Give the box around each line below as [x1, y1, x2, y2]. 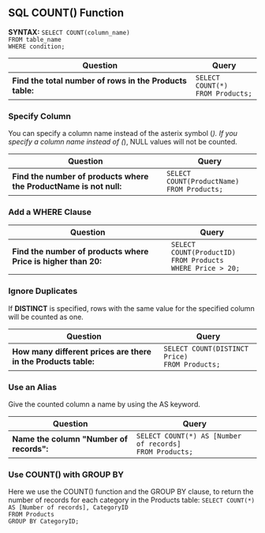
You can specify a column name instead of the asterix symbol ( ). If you [8, 129, 238, 138]
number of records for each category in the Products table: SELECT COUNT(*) [8, 495, 255, 505]
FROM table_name [8, 36, 62, 43]
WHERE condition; [8, 43, 65, 51]
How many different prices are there [12, 346, 151, 357]
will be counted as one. [8, 312, 84, 321]
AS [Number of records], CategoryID [8, 504, 129, 512]
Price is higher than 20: [12, 256, 103, 267]
